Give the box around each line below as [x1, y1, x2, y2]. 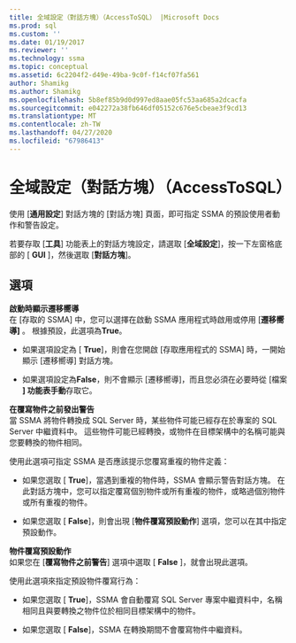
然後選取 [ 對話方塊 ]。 [57, 249, 136, 260]
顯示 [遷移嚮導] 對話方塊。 [21, 355, 118, 366]
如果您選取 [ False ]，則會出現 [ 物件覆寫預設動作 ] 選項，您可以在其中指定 [21, 515, 287, 526]
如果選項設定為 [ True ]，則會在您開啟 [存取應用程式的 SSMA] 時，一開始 [21, 344, 285, 354]
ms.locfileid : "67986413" [9, 136, 104, 145]
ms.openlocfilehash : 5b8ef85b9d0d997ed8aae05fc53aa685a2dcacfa [9, 95, 247, 105]
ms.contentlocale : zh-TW [9, 120, 101, 129]
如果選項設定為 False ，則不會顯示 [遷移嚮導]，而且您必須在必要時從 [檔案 [21, 374, 288, 384]
